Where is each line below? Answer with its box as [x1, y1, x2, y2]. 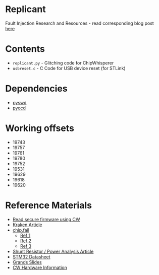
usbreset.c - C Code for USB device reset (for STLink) [12, 65, 126, 71]
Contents [5, 43, 45, 55]
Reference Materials [5, 199, 92, 211]
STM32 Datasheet [12, 253, 50, 260]
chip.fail [12, 227, 29, 233]
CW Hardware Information [12, 264, 67, 270]
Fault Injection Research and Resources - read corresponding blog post [5, 20, 154, 26]
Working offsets [5, 122, 75, 134]
